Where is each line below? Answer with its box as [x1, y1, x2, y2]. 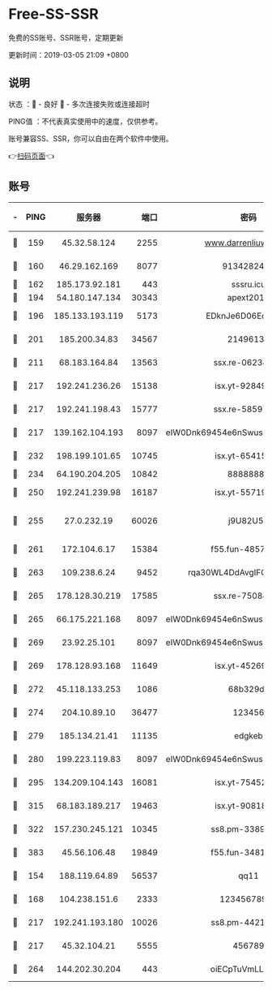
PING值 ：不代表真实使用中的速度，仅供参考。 [8, 116, 163, 126]
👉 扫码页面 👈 [8, 151, 55, 161]
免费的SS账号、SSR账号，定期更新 [8, 32, 124, 42]
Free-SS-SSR [8, 5, 99, 24]
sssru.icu [231, 278, 266, 290]
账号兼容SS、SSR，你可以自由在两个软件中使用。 [8, 133, 173, 143]
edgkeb [234, 730, 263, 741]
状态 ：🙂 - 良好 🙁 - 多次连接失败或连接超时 [8, 99, 150, 109]
